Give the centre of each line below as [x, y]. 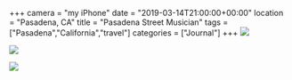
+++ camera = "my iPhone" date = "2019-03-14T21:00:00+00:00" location [146, 13]
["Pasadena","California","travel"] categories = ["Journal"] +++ [124, 33]
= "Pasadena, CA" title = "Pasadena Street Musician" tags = [119, 22]
